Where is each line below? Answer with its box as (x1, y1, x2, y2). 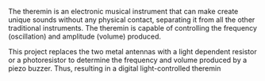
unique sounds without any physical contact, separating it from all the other (8, 15, 255, 24)
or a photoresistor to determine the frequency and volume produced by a (8, 55, 248, 64)
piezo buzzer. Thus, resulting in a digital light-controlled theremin (8, 64, 221, 73)
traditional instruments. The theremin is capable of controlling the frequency (8, 24, 258, 32)
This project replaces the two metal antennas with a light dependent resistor (8, 47, 257, 56)
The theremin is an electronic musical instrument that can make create (8, 7, 239, 16)
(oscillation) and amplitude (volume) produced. (8, 31, 161, 41)
